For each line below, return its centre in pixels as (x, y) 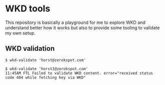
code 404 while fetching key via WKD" (45, 78)
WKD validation (30, 48)
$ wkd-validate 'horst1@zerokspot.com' (47, 69)
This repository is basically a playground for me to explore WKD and (75, 22)
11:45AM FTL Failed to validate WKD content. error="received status (79, 73)
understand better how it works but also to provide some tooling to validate (82, 27)
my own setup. (20, 33)
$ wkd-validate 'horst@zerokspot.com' (45, 60)
